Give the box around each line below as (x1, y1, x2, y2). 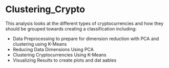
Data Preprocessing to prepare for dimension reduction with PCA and (12, 36, 159, 42)
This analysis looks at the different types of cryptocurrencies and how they (5, 20, 164, 26)
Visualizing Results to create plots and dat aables (12, 57, 117, 63)
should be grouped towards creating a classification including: (5, 25, 137, 31)
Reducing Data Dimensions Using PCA (12, 46, 94, 52)
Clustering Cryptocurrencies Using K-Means (12, 52, 107, 58)
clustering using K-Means (12, 41, 67, 47)
